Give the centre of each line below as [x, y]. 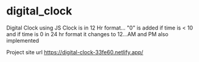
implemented [23, 40]
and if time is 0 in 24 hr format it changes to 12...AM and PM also [87, 34]
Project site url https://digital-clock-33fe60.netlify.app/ [75, 52]
